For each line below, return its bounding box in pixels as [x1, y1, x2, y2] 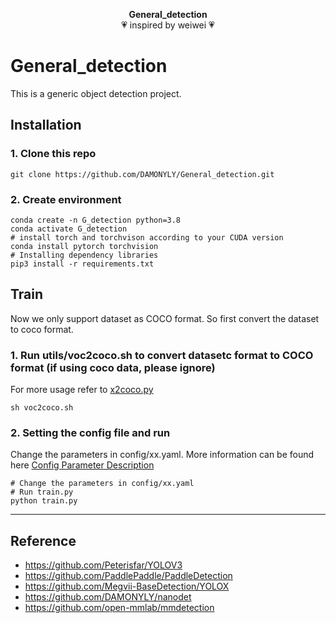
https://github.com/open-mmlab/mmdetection [24, 602, 215, 614]
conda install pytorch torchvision [10, 241, 159, 251]
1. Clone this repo [10, 147, 97, 161]
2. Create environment [10, 192, 122, 206]
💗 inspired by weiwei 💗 [121, 19, 215, 31]
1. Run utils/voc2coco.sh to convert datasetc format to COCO [10, 348, 314, 362]
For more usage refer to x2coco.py [10, 384, 154, 396]
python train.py [10, 496, 78, 506]
